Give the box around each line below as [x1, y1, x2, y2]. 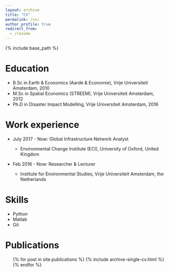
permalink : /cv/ [5, 17, 40, 22]
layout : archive [5, 7, 40, 13]
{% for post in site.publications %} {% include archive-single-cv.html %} [12, 256, 164, 262]
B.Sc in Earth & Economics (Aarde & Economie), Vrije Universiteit [12, 79, 148, 85]
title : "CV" [5, 12, 30, 17]
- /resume [10, 31, 30, 36]
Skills [5, 194, 29, 206]
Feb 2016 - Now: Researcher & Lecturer [12, 161, 95, 167]
